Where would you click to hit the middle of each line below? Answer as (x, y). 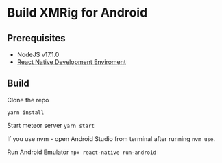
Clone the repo (28, 100)
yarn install (26, 112)
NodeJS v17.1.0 (38, 54)
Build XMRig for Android (77, 13)
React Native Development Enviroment (72, 62)
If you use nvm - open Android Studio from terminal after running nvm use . (111, 138)
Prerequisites (36, 38)
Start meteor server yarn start (51, 125)
